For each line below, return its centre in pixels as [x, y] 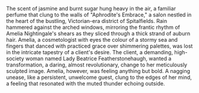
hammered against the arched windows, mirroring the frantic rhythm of [93, 27]
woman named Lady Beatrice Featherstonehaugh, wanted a [98, 59]
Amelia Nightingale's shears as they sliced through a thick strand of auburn [98, 34]
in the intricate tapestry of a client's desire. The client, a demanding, [90, 52]
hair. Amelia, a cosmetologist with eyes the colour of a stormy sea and [92, 40]
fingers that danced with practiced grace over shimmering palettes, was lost [99, 46]
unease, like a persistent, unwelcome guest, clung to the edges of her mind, [99, 77]
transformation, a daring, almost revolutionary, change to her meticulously [97, 65]
